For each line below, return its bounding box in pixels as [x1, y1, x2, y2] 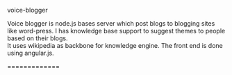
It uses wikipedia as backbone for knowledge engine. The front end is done [7, 42, 224, 49]
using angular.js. [7, 49, 54, 57]
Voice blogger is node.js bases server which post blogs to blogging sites [7, 19, 215, 27]
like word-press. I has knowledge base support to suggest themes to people [7, 27, 226, 35]
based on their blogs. [7, 34, 68, 42]
